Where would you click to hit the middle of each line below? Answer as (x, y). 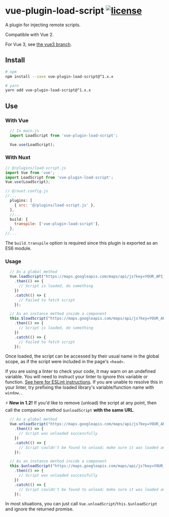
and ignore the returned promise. (39, 509)
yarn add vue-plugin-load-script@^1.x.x (48, 90)
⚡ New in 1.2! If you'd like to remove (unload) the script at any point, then (81, 403)
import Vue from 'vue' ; (30, 173)
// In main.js (24, 131)
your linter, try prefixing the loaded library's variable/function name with (80, 387)
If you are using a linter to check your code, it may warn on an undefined (80, 371)
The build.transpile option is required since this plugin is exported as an (81, 243)
